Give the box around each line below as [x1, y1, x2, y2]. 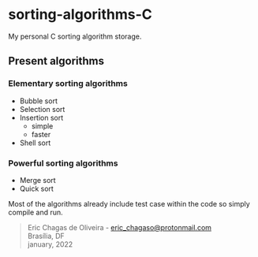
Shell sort [19, 138, 51, 147]
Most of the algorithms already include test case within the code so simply [8, 199, 250, 208]
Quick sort [19, 184, 54, 193]
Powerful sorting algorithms [8, 158, 118, 169]
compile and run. [8, 207, 63, 217]
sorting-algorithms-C [8, 6, 152, 24]
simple [31, 121, 54, 131]
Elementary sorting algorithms [8, 78, 128, 89]
